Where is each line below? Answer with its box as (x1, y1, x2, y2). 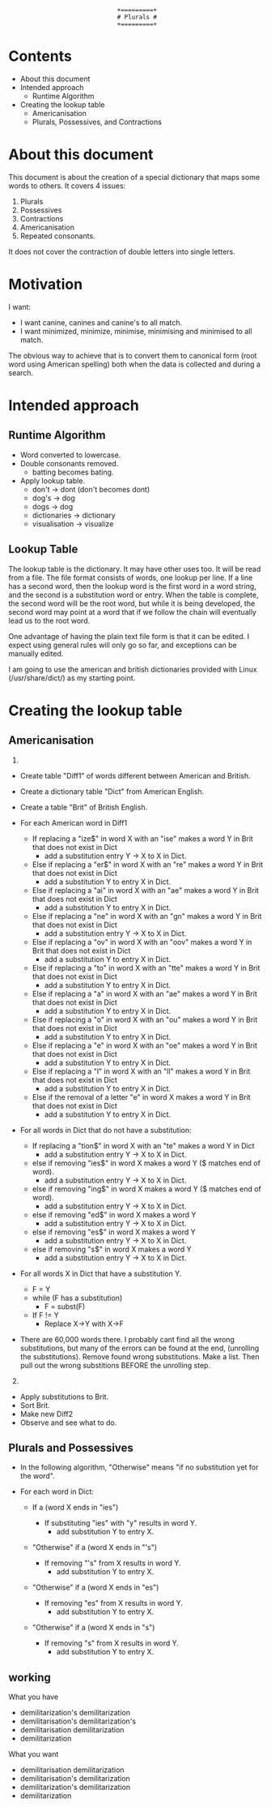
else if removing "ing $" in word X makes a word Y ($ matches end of (32, 1183, 261, 1194)
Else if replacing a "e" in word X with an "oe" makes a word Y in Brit (32, 1041, 257, 1050)
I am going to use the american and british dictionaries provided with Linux (8, 664, 257, 674)
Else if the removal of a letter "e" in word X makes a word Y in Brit (32, 1092, 251, 1101)
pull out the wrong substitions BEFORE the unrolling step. (19, 1360, 211, 1370)
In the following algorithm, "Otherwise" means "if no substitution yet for (19, 1462, 259, 1472)
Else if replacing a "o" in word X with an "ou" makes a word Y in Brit (32, 1015, 258, 1024)
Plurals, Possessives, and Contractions (32, 117, 162, 127)
